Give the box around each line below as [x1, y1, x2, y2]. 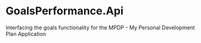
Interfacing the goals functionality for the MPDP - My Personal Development [5, 24, 196, 31]
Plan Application [5, 30, 46, 37]
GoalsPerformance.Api [5, 4, 124, 18]
